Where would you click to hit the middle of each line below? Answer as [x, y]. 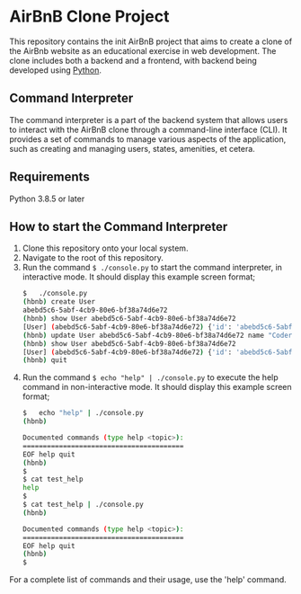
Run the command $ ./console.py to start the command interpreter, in [152, 268]
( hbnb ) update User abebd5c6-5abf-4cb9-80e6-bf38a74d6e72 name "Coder [157, 335]
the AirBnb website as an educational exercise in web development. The [143, 50]
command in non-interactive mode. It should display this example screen [157, 387]
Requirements [49, 177]
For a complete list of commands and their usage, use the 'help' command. [148, 580]
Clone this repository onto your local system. [105, 248]
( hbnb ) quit [44, 360]
